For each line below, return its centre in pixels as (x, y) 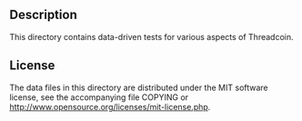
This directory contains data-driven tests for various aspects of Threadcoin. (151, 36)
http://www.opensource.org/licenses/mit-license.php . (110, 106)
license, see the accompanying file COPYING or (99, 97)
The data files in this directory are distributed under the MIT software (139, 87)
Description (43, 15)
